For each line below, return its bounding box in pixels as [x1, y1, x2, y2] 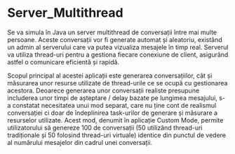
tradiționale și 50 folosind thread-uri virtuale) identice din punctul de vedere [7, 131, 227, 139]
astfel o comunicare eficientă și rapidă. [7, 57, 120, 66]
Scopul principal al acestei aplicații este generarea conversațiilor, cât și [7, 71, 213, 80]
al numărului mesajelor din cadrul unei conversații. [7, 138, 153, 146]
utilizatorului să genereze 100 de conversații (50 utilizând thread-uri [7, 123, 203, 132]
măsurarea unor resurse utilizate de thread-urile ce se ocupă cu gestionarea [7, 78, 228, 87]
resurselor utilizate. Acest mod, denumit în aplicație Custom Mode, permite [7, 115, 224, 124]
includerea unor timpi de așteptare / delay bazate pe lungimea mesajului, [7, 93, 217, 102]
